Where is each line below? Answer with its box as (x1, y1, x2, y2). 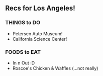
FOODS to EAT (5, 48, 41, 55)
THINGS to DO (5, 19, 41, 26)
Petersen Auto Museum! (12, 30, 63, 37)
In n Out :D (12, 60, 35, 66)
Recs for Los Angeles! (5, 4, 75, 13)
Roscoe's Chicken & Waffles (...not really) (12, 65, 98, 71)
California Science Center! (12, 36, 67, 42)
